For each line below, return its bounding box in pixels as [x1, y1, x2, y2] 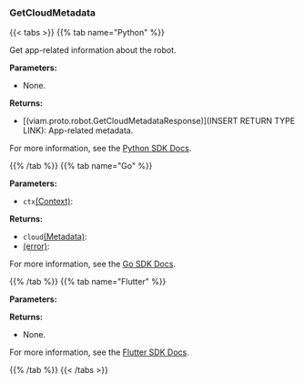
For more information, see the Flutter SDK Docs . [9, 347, 189, 358]
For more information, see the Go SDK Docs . [9, 258, 176, 270]
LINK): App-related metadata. [22, 125, 134, 136]
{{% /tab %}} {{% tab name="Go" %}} [9, 161, 153, 171]
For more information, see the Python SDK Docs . [9, 143, 192, 154]
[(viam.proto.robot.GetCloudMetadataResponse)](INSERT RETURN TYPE [22, 116, 296, 127]
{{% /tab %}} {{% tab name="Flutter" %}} [9, 276, 167, 287]
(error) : [22, 241, 50, 252]
